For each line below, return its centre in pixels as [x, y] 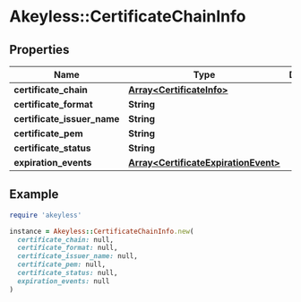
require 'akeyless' [46, 215]
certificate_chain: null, [66, 239]
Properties [39, 50]
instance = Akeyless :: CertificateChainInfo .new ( [102, 231]
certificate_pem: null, [61, 265]
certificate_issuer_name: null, [78, 256]
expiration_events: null [64, 281]
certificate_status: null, [68, 273]
